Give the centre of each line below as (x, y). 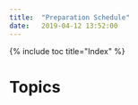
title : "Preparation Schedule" (69, 17)
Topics (35, 87)
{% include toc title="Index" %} (67, 51)
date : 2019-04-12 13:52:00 (64, 26)
